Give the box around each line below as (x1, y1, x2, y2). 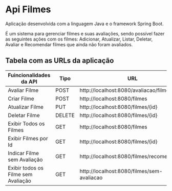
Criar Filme (8, 95, 34, 102)
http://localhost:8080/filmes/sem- (79, 167, 163, 175)
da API (21, 78, 37, 85)
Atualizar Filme (8, 103, 44, 110)
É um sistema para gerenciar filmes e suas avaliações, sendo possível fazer (5, 30, 165, 36)
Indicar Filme (8, 149, 39, 157)
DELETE (55, 111, 75, 119)
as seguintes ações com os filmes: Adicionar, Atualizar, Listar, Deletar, (5, 36, 153, 42)
